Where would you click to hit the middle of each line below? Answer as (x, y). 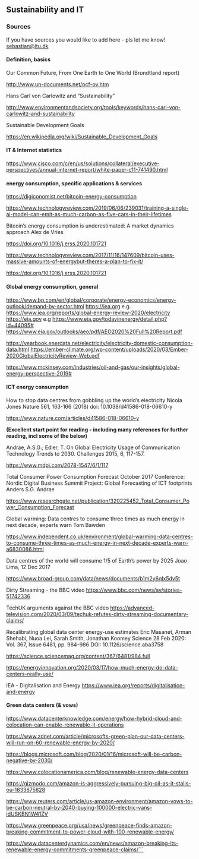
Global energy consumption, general (52, 286)
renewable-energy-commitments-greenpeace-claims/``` (75, 849)
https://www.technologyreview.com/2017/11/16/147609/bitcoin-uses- (91, 255)
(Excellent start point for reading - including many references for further (97, 429)
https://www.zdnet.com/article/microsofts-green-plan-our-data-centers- (96, 736)
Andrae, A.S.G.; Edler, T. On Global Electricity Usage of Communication (93, 447)
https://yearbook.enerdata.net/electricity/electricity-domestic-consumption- (99, 343)
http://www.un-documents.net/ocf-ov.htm (58, 84)
